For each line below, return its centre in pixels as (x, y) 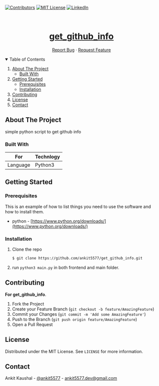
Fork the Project (28, 304)
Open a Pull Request (32, 324)
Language (19, 165)
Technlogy (48, 157)
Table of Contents (27, 59)
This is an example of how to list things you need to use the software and (78, 207)
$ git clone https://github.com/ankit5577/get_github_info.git (77, 258)
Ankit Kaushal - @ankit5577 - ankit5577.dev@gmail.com (61, 378)
